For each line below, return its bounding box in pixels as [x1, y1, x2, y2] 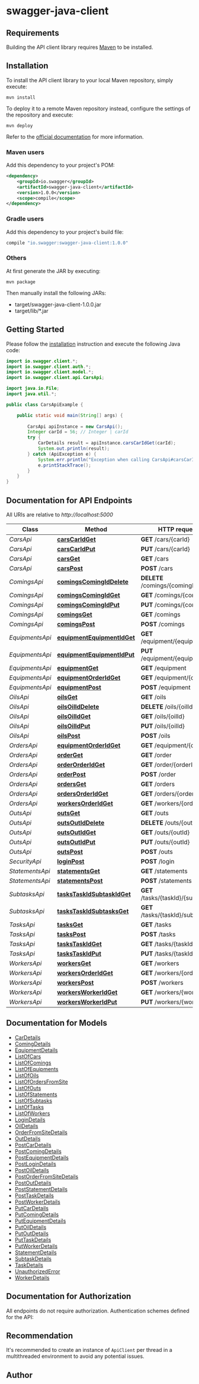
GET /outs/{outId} [140, 828, 190, 837]
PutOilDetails [14, 1223, 47, 1230]
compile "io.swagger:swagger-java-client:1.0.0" [6, 240, 129, 246]
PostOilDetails [14, 1166, 49, 1173]
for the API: [6, 1313, 34, 1320]
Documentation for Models [6, 1018, 108, 1028]
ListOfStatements [14, 1091, 57, 1098]
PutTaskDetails [14, 1236, 52, 1243]
